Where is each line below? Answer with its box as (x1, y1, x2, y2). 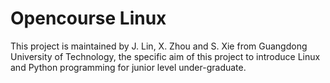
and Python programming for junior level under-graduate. (10, 61, 247, 73)
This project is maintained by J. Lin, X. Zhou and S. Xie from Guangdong (10, 40, 308, 52)
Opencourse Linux (10, 7, 167, 30)
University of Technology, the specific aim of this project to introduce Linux (10, 50, 321, 62)
